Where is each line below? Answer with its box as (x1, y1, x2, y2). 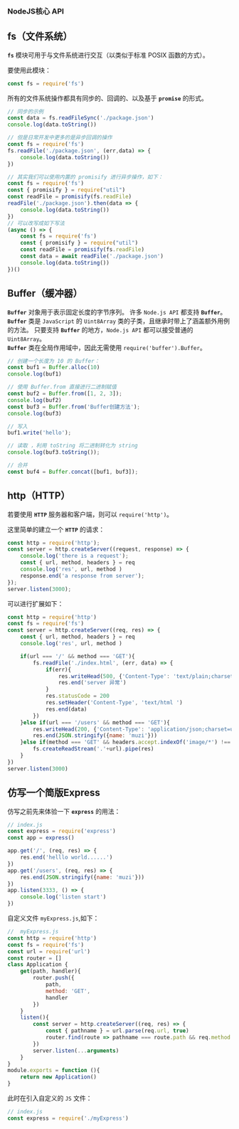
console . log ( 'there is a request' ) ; (20, 553, 129, 560)
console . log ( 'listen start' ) (20, 894, 107, 901)
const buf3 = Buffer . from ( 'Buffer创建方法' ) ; (7, 403, 141, 410)
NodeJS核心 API (7, 6, 64, 16)
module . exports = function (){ (7, 1067, 100, 1074)
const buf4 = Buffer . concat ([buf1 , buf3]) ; (7, 468, 139, 475)
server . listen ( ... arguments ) (33, 1047, 119, 1054)
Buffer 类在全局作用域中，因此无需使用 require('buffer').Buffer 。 (7, 343, 206, 351)
